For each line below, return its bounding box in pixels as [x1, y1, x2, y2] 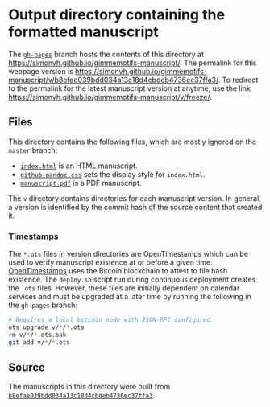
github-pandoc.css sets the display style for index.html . [19, 169, 206, 179]
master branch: [8, 145, 58, 154]
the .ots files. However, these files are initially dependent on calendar [8, 283, 240, 293]
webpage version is [8, 66, 74, 76]
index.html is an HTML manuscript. [19, 161, 139, 171]
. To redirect [218, 75, 259, 84]
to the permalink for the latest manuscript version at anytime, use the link [8, 83, 251, 93]
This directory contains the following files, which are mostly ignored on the [8, 137, 256, 146]
